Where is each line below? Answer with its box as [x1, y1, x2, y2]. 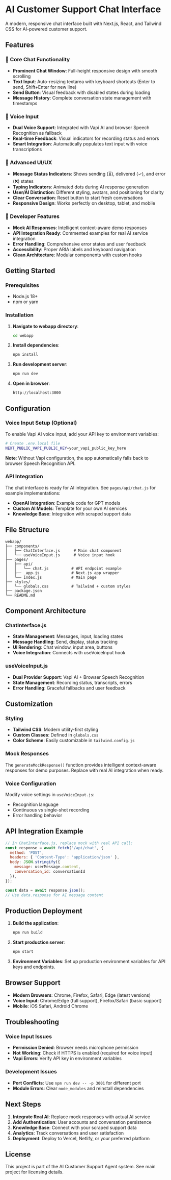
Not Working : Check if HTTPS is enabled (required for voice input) [12, 1050, 153, 1056]
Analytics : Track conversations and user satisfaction [12, 1129, 124, 1136]
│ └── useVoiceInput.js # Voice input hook [5, 552, 115, 557]
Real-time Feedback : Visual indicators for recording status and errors [12, 135, 159, 141]
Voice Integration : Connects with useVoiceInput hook [12, 650, 126, 656]
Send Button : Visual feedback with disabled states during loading [12, 89, 151, 95]
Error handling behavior [12, 812, 63, 818]
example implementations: [5, 490, 61, 496]
